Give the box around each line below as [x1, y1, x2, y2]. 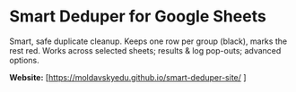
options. [9, 54, 40, 65]
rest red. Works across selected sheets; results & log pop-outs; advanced [9, 45, 282, 55]
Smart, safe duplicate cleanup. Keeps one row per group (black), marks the [9, 36, 288, 46]
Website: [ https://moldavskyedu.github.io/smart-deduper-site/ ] [9, 71, 247, 82]
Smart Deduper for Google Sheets [9, 6, 266, 27]
